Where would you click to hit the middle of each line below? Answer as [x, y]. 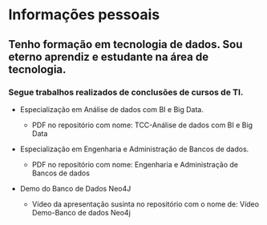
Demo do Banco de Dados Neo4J [75, 188]
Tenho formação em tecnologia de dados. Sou [125, 44]
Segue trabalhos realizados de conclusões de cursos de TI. [126, 92]
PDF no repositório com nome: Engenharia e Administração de [135, 164]
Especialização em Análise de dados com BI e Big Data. [112, 109]
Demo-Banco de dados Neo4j [81, 212]
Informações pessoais [84, 15]
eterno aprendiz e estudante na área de [109, 56]
